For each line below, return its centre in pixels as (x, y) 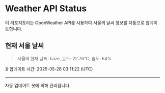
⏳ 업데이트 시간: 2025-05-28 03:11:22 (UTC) (49, 69)
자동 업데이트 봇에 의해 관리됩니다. (38, 85)
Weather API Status (46, 9)
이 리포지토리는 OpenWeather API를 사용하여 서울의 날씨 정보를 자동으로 (75, 23)
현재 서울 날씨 (25, 46)
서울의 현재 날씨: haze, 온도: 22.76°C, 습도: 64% (64, 58)
